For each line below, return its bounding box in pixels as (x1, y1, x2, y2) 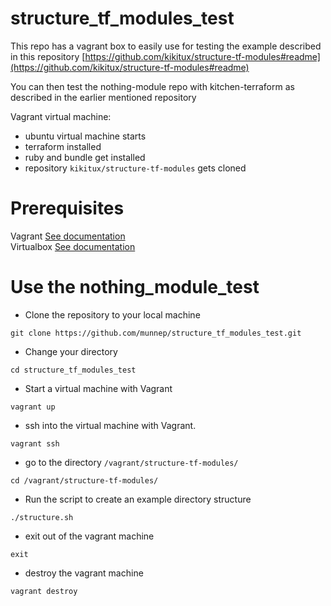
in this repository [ (10, 50, 86, 62)
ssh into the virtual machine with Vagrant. (24, 419, 197, 431)
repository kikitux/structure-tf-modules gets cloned (24, 162, 247, 174)
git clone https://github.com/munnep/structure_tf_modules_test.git (10, 328, 302, 338)
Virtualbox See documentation (10, 240, 136, 252)
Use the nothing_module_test (10, 276, 260, 299)
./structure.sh (10, 512, 74, 522)
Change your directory (24, 345, 118, 357)
